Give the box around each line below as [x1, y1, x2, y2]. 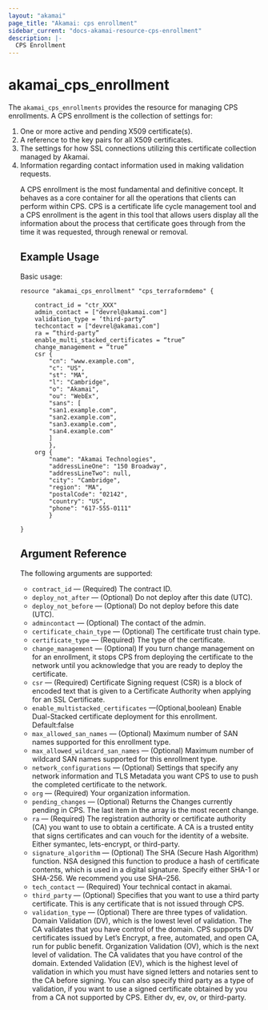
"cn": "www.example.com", [49, 357, 135, 365]
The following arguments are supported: [19, 568, 154, 577]
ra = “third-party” [34, 329, 100, 337]
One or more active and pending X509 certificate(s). [19, 127, 193, 136]
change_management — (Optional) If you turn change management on [31, 643, 255, 653]
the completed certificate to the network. [31, 779, 167, 789]
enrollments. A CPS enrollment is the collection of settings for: [8, 111, 214, 121]
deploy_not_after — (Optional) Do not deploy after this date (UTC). [31, 592, 254, 602]
